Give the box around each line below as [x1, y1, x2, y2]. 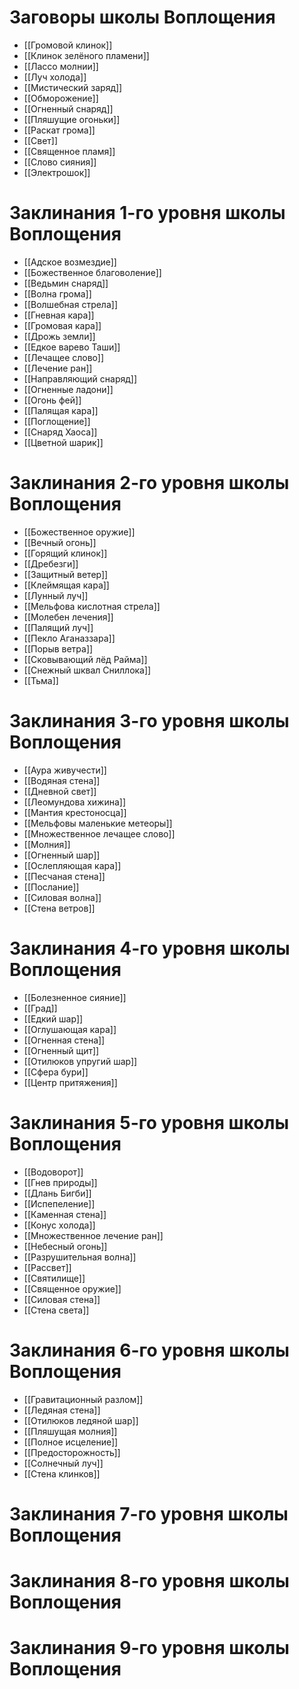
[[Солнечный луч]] [23, 1457, 104, 1469]
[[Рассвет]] [23, 1261, 72, 1273]
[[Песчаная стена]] [23, 870, 106, 882]
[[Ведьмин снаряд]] [23, 277, 109, 289]
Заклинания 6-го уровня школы [9, 1339, 290, 1361]
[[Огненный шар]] [23, 849, 101, 861]
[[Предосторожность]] [23, 1446, 121, 1458]
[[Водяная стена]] [23, 774, 101, 786]
